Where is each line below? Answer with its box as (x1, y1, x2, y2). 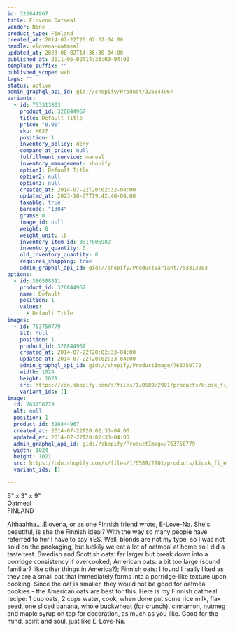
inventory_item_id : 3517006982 (20, 238, 111, 245)
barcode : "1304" (20, 206, 68, 213)
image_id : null (20, 219, 64, 226)
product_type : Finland (7, 29, 73, 37)
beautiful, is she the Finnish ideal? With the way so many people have (7, 527, 208, 536)
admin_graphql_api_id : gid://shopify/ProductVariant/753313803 (20, 264, 208, 271)
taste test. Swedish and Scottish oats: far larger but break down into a (7, 549, 208, 558)
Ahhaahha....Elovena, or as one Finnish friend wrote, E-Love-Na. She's (7, 520, 211, 528)
